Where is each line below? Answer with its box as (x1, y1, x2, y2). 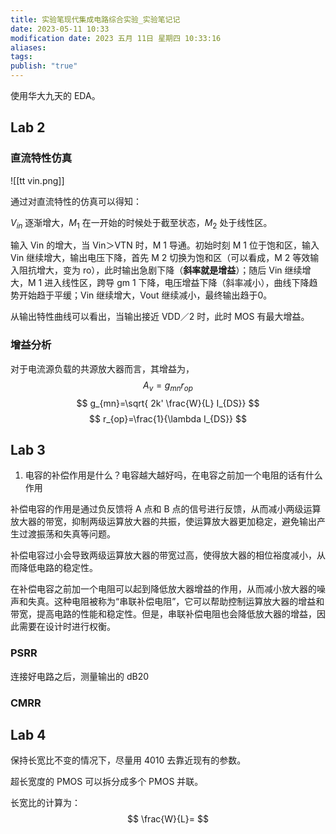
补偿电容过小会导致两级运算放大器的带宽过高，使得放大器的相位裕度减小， (10, 549, 317, 561)
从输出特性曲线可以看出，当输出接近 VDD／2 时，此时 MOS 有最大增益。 (10, 311, 310, 323)
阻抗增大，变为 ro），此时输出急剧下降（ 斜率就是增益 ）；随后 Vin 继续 (18, 264, 303, 276)
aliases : (10, 42, 47, 53)
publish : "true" (10, 61, 78, 71)
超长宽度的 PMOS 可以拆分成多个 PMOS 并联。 (10, 776, 204, 788)
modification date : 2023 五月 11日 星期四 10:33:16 (10, 33, 222, 43)
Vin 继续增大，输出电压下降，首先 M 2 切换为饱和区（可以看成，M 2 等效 (10, 252, 311, 264)
